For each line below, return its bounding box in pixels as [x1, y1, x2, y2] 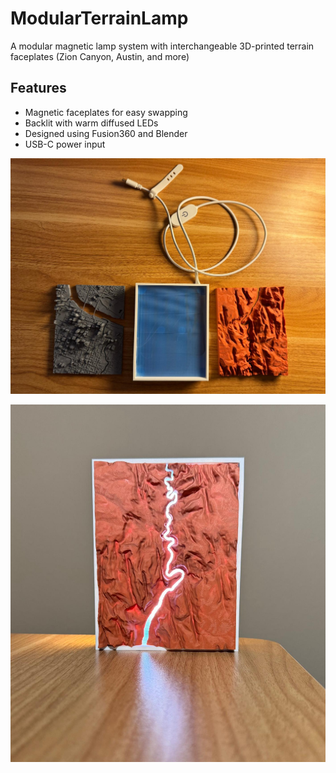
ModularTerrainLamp [10, 7, 189, 30]
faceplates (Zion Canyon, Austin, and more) [10, 50, 190, 62]
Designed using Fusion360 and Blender [24, 127, 188, 139]
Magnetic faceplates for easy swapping [24, 106, 188, 118]
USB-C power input [24, 138, 106, 150]
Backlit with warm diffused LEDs [24, 117, 159, 129]
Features [10, 80, 67, 97]
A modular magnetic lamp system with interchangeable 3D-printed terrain [10, 40, 315, 52]
